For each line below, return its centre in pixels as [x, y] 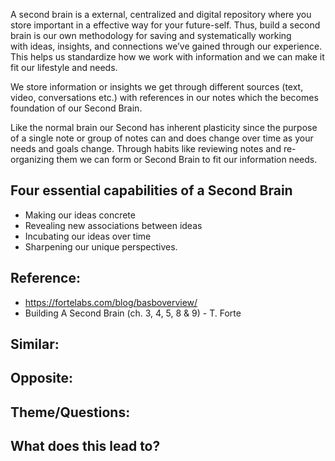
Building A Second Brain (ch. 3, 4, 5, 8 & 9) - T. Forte [133, 313]
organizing [32, 159]
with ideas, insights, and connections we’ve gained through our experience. [166, 46]
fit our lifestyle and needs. [64, 67]
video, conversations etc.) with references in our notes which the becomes [164, 97]
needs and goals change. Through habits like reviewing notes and [146, 148]
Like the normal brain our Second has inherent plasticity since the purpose [164, 127]
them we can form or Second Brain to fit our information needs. [187, 159]
